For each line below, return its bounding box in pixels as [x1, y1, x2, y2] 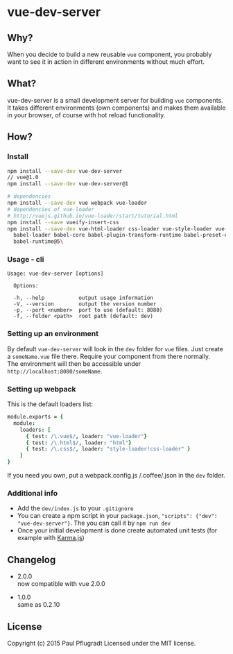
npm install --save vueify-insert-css [7, 219, 119, 226]
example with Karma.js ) [17, 534, 85, 542]
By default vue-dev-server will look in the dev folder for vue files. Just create [7, 344, 224, 353]
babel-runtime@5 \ [13, 238, 64, 245]
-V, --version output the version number [13, 301, 157, 308]
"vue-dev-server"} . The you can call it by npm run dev [17, 519, 171, 528]
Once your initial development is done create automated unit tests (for [17, 526, 218, 535]
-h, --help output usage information [13, 294, 154, 302]
